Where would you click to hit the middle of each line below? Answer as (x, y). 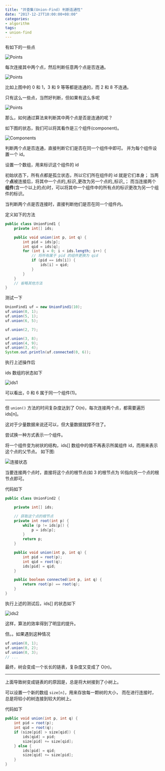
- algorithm (17, 23)
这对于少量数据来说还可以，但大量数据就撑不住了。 (57, 424)
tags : (11, 28)
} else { (23, 746)
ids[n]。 (13, 414)
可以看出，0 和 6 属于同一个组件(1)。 (42, 393)
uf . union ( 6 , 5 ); (22, 321)
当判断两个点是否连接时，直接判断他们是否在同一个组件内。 (65, 204)
